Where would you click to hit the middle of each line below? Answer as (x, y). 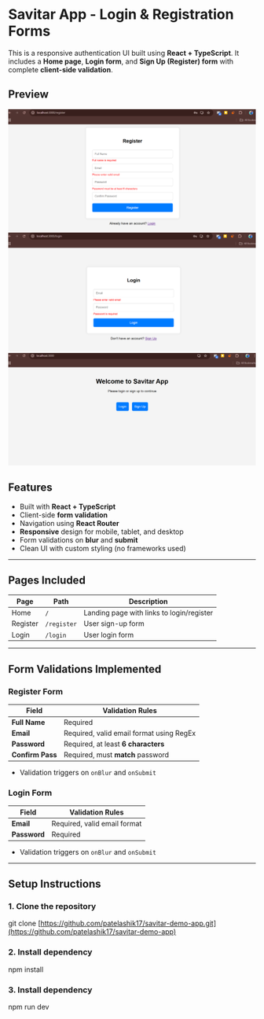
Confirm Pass (34, 755)
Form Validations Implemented (85, 669)
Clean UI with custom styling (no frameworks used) (103, 548)
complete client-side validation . (60, 69)
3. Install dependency (50, 990)
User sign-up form (114, 624)
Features (30, 488)
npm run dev (29, 1006)
